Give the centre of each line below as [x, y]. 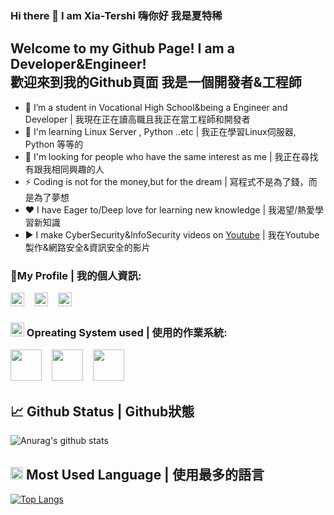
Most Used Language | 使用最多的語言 [145, 474]
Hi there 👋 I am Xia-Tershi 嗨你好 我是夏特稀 [116, 15]
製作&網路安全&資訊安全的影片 [87, 247]
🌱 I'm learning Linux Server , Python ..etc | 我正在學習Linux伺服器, [160, 131]
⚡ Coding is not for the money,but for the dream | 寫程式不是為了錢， [166, 181]
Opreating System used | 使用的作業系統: [127, 332]
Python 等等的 [54, 144]
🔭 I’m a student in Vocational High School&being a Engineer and [156, 107]
